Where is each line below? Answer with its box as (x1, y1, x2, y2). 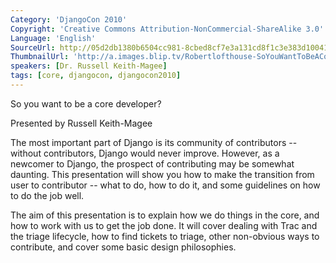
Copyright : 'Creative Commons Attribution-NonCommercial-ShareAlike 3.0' (10, 24, 325, 34)
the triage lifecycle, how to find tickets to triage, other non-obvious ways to (10, 230, 320, 242)
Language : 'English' (10, 33, 97, 43)
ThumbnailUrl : (10, 52, 70, 62)
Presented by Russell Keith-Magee (10, 117, 153, 129)
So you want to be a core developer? (10, 97, 162, 110)
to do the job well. (10, 189, 85, 201)
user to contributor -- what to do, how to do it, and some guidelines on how (10, 179, 321, 191)
